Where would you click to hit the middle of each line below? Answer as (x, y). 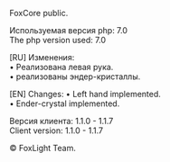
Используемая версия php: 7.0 (69, 30)
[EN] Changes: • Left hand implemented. (85, 94)
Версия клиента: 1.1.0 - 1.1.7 (61, 121)
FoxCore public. (39, 13)
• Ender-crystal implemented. (65, 103)
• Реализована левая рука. (61, 67)
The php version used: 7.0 (58, 40)
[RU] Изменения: (42, 57)
